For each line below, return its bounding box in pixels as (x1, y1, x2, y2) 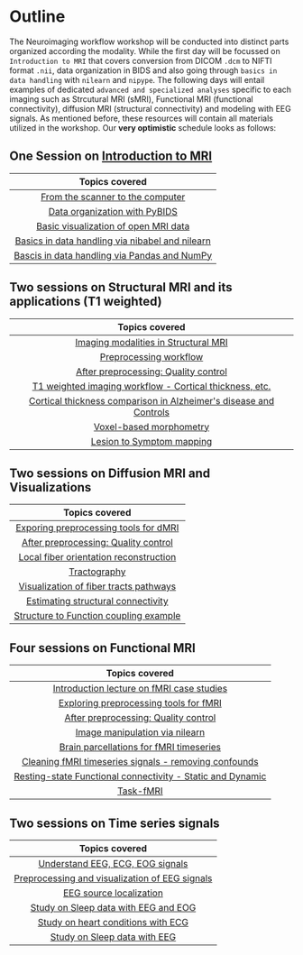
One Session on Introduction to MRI (9, 149, 213, 164)
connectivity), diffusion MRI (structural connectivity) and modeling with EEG (9, 103, 291, 114)
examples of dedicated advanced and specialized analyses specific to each (9, 84, 291, 95)
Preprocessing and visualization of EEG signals (14, 872, 213, 885)
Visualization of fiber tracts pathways (18, 580, 177, 592)
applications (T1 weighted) (9, 294, 162, 309)
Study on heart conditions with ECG (37, 916, 189, 928)
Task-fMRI (116, 785, 164, 797)
